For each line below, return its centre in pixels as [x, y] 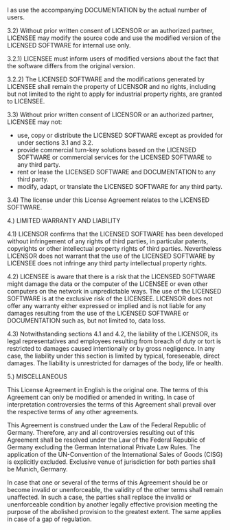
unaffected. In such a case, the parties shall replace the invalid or [100, 497]
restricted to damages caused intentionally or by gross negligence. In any [111, 348]
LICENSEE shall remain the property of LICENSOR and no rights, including [112, 86]
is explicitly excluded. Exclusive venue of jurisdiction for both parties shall [112, 462]
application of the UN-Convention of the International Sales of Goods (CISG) [115, 455]
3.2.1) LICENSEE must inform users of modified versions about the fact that [113, 59]
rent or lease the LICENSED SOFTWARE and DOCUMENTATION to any [116, 172]
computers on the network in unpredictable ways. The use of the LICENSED [114, 291]
